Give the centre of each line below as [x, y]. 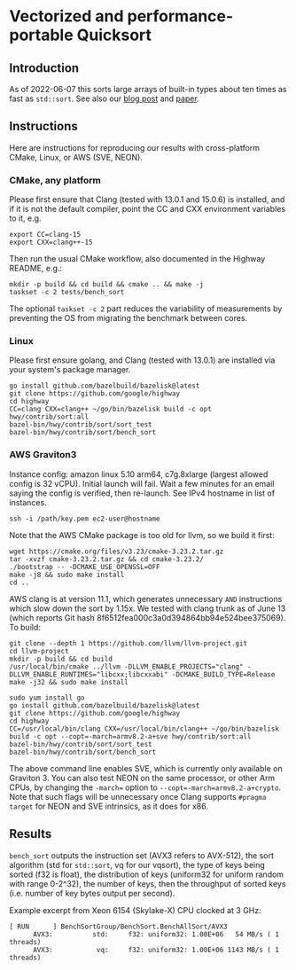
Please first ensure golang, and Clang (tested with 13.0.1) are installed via [142, 360]
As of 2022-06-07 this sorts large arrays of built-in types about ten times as [148, 89]
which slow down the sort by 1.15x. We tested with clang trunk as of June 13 [148, 608]
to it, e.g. [25, 218]
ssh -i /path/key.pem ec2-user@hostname [85, 519]
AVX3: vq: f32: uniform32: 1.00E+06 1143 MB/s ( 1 [156, 950]
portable [41, 35]
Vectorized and [66, 16]
